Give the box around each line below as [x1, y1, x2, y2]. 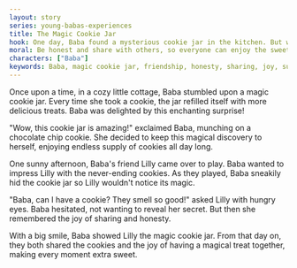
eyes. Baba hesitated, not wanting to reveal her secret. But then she [9, 203, 256, 214]
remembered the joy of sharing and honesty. [9, 213, 171, 224]
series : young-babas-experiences [9, 21, 133, 30]
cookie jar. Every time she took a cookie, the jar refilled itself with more [9, 96, 267, 106]
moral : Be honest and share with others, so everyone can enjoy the [9, 46, 267, 55]
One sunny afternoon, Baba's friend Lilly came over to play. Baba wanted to [9, 158, 285, 169]
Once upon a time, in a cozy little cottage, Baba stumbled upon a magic [9, 86, 270, 97]
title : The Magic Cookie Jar [9, 29, 117, 38]
